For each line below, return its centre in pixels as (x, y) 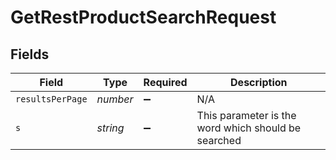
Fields (30, 54)
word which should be (249, 128)
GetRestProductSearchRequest (143, 17)
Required (165, 82)
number (115, 99)
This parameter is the (246, 115)
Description (259, 82)
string (110, 128)
